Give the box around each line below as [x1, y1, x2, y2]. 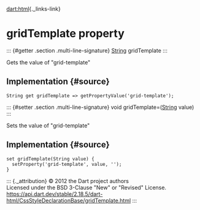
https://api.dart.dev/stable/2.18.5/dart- [6, 190, 103, 198]
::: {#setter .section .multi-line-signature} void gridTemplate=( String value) [6, 103, 194, 111]
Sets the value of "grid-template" [6, 122, 90, 129]
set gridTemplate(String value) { [6, 156, 95, 162]
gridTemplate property [6, 27, 125, 40]
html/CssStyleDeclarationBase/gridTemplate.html [6, 197, 131, 204]
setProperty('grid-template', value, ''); [12, 161, 122, 167]
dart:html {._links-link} [6, 6, 61, 12]
